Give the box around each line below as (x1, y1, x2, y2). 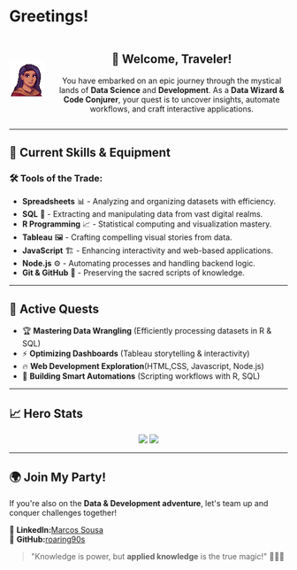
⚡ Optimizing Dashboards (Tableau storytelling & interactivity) (21, 348, 250, 359)
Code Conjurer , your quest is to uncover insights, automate (63, 94, 280, 104)
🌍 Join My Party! (9, 470, 106, 485)
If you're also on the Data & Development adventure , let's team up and (9, 497, 269, 508)
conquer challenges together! (9, 507, 118, 518)
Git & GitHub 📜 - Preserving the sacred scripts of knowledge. (21, 267, 245, 278)
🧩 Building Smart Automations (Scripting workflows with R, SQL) (21, 371, 261, 381)
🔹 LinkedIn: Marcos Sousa (9, 524, 104, 535)
